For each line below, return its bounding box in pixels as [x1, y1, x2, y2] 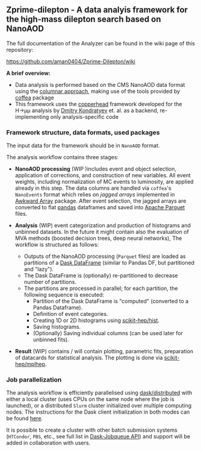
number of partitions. [23, 279, 76, 286]
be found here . [6, 415, 43, 422]
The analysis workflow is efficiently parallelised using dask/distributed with [6, 389, 193, 397]
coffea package [14, 93, 54, 101]
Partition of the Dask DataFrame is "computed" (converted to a [32, 298, 189, 305]
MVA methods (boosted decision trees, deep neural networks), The [14, 235, 182, 242]
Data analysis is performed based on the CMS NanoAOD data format [14, 81, 185, 88]
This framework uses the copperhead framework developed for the [14, 100, 182, 107]
